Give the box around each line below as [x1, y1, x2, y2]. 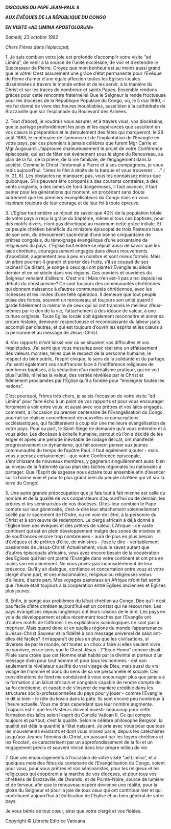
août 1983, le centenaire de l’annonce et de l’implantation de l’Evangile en [5, 135, 160, 140]
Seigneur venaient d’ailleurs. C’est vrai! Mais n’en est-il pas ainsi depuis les [5, 275, 163, 281]
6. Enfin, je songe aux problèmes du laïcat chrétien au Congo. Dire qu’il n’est [5, 598, 166, 604]
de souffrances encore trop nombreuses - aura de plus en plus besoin [5, 534, 153, 539]
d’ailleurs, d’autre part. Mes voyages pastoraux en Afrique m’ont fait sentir [5, 577, 161, 583]
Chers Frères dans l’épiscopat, [5, 44, 70, 50]
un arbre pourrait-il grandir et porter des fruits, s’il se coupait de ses [5, 259, 149, 265]
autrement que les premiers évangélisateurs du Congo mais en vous [5, 195, 149, 200]
